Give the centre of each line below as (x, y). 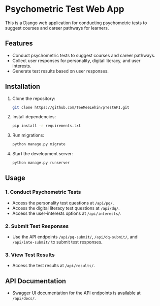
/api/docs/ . (24, 298)
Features (19, 44)
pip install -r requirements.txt (47, 126)
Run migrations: (28, 135)
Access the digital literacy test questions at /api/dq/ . (66, 208)
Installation (23, 86)
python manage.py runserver (41, 163)
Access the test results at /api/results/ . (53, 266)
